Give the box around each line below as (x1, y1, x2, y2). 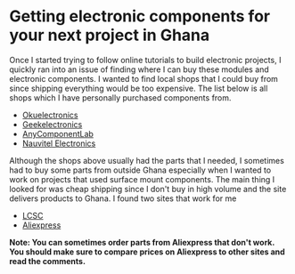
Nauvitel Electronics (21, 138, 96, 149)
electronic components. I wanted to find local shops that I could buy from (9, 73, 279, 84)
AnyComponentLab (21, 128, 94, 139)
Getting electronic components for (9, 6, 270, 27)
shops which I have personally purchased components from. (9, 92, 232, 103)
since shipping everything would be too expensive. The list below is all (9, 83, 268, 93)
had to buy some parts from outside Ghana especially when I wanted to (9, 165, 272, 175)
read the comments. (9, 255, 86, 266)
